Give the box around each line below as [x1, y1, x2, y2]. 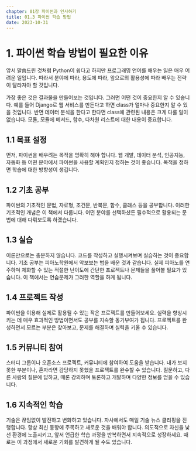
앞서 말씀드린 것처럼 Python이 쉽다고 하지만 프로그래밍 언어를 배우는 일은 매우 [6, 67, 184, 74]
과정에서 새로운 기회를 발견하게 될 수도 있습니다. [23, 439, 133, 446]
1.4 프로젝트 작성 [6, 292, 64, 302]
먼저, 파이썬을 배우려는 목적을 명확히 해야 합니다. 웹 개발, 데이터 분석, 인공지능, [6, 152, 185, 159]
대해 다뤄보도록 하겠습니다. [16, 216, 78, 223]
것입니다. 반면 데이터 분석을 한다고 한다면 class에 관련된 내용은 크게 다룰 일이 [12, 109, 188, 116]
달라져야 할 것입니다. [12, 81, 60, 88]
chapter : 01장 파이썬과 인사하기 [6, 8, 77, 15]
